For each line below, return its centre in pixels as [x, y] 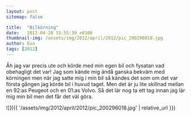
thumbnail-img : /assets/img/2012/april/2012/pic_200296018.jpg [85, 38]
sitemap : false [25, 17]
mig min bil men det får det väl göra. [50, 96]
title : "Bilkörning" [32, 27]
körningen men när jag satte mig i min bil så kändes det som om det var [92, 78]
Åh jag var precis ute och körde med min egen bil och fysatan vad [85, 65]
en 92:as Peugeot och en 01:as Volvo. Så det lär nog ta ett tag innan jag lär [95, 90]
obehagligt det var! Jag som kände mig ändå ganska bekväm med [86, 72]
